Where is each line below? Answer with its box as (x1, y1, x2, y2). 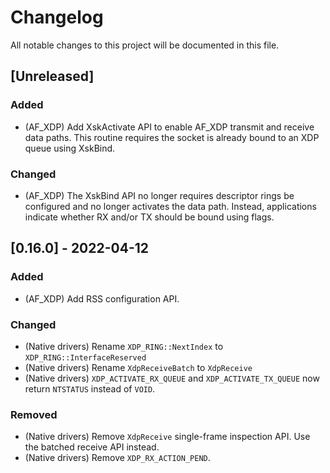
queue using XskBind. (24, 142, 116, 154)
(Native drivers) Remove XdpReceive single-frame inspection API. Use (24, 431, 311, 443)
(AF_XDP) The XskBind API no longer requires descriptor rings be (24, 189, 295, 201)
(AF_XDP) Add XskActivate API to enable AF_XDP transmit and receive (24, 121, 315, 133)
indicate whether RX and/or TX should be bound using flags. (24, 211, 275, 223)
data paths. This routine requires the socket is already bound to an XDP (24, 131, 320, 143)
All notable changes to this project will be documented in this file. (10, 39, 280, 51)
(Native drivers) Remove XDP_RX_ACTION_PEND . (24, 452, 211, 464)
